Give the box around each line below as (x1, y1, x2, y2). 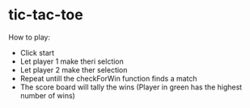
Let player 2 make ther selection (19, 64, 128, 74)
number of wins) (19, 90, 75, 100)
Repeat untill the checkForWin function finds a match (19, 73, 197, 83)
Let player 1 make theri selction (19, 56, 124, 66)
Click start (19, 48, 55, 57)
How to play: (8, 32, 51, 42)
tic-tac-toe (8, 6, 83, 24)
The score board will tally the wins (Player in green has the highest (19, 82, 243, 92)
